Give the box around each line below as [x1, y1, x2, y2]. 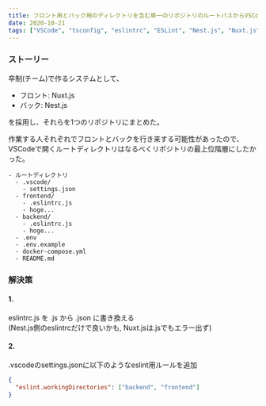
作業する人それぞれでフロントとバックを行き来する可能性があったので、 [8, 134, 244, 144]
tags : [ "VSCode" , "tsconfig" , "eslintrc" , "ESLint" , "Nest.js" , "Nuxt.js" [8, 26, 260, 34]
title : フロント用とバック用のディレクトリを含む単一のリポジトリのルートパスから [8, 11, 245, 20]
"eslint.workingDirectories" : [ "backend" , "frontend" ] [15, 383, 200, 391]
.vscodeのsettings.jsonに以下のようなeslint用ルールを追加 [8, 360, 198, 370]
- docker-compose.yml [15, 247, 87, 255]
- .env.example [15, 240, 66, 248]
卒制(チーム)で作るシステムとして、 [8, 73, 124, 83]
